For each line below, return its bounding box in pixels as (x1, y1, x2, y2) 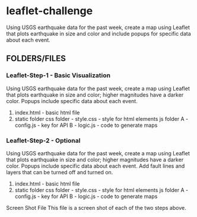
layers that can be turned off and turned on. (6, 168, 113, 175)
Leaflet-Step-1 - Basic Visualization (6, 71, 111, 79)
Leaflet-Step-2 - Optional (6, 136, 81, 145)
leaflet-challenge (6, 4, 93, 18)
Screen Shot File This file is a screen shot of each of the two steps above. (6, 204, 186, 211)
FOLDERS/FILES (6, 53, 66, 63)
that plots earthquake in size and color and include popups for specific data (6, 30, 191, 37)
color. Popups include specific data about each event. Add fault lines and (6, 162, 185, 170)
